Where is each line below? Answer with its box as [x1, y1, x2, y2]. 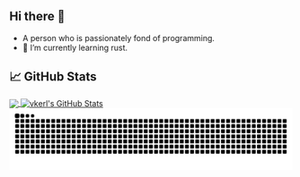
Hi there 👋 [9, 9, 66, 24]
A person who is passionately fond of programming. [22, 32, 216, 43]
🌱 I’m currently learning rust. [22, 42, 128, 53]
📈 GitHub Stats [9, 69, 97, 85]
